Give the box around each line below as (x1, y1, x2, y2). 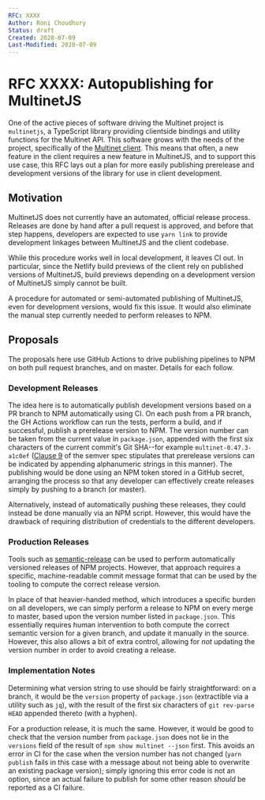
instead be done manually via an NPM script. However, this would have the (8, 508, 251, 518)
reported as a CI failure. (8, 783, 85, 792)
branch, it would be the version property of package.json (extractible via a (8, 692, 249, 701)
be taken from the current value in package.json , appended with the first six (8, 434, 254, 443)
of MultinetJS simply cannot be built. (8, 278, 128, 287)
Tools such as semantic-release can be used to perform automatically (8, 555, 235, 564)
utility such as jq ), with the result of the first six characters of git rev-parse (8, 700, 255, 709)
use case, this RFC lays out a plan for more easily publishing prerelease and (8, 160, 255, 170)
